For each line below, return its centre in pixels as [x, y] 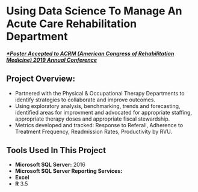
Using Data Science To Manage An [94, 11]
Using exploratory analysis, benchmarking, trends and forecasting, [97, 106]
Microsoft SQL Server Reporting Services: [69, 171]
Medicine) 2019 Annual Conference [52, 60]
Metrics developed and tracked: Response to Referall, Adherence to [99, 125]
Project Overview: [41, 79]
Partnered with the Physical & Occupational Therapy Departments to [100, 93]
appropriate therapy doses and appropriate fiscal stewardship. [92, 119]
